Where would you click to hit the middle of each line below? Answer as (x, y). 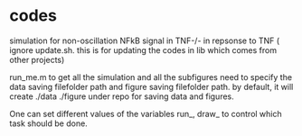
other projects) (37, 59)
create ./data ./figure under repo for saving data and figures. (122, 96)
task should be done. (48, 123)
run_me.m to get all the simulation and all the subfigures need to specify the (151, 77)
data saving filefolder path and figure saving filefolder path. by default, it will (151, 86)
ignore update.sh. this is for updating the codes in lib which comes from (143, 50)
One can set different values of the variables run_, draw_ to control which (146, 113)
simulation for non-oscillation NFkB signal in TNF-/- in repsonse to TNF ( (145, 41)
